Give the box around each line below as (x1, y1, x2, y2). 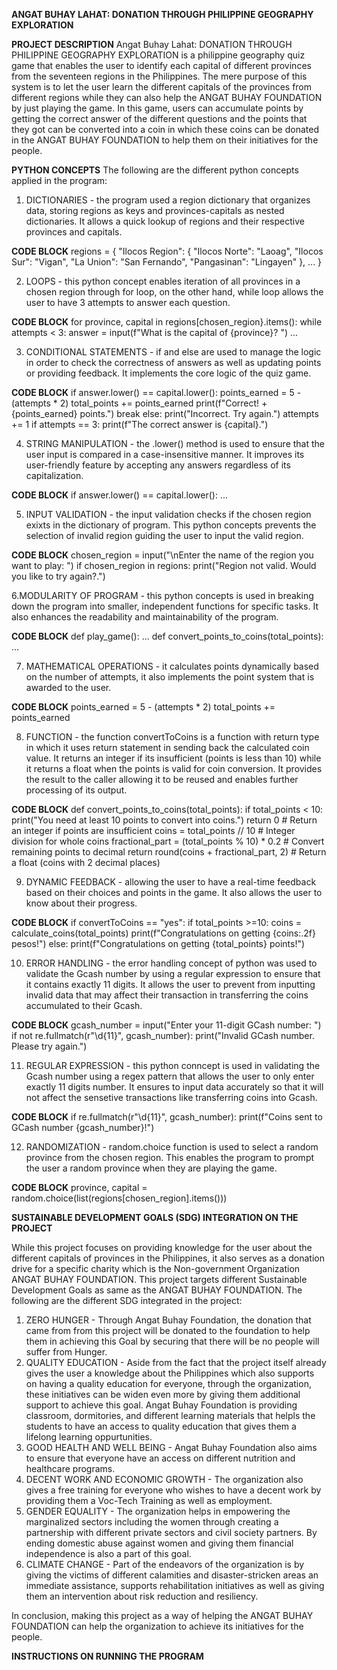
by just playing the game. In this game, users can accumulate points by (11, 102, 304, 114)
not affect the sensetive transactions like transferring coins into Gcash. (25, 1092, 318, 1103)
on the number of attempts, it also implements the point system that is (25, 671, 315, 683)
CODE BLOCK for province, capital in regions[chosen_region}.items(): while (11, 316, 323, 328)
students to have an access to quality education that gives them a (25, 1420, 297, 1432)
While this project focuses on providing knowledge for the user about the (11, 1242, 313, 1253)
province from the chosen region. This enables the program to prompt (25, 1152, 315, 1163)
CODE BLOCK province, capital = (11, 1182, 148, 1193)
